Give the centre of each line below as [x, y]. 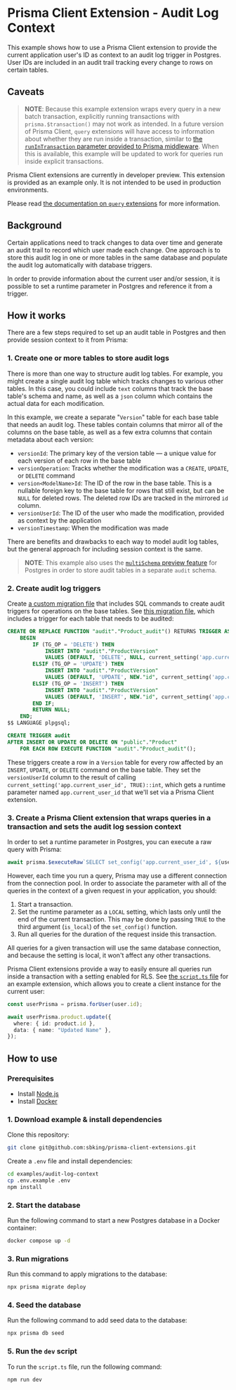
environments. [28, 190]
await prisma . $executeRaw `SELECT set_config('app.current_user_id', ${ [114, 862]
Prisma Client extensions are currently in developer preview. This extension [116, 174]
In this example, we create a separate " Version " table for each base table [113, 417]
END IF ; [44, 703]
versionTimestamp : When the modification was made [93, 528]
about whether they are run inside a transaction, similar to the [113, 139]
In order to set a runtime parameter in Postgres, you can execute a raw [110, 842]
